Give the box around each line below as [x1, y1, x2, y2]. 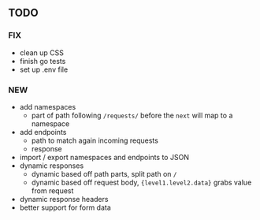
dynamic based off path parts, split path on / [31, 169, 177, 178]
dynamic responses [19, 161, 84, 170]
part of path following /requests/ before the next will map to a [31, 110, 233, 120]
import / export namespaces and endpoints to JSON [19, 152, 189, 162]
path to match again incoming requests [31, 136, 159, 145]
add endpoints [19, 127, 67, 136]
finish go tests [19, 56, 66, 65]
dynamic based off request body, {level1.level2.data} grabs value [31, 177, 252, 187]
